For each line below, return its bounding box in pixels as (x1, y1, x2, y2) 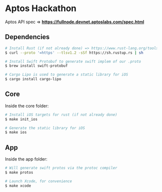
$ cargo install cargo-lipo (5, 77, 62, 82)
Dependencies (5, 33, 50, 41)
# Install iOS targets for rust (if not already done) (5, 112, 118, 117)
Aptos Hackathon (5, 3, 77, 14)
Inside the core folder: (5, 103, 49, 109)
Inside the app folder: (5, 156, 47, 162)
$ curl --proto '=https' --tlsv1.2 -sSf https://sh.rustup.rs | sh (5, 50, 144, 55)
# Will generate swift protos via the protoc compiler (5, 165, 118, 171)
